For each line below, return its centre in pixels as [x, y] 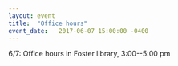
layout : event [32, 16]
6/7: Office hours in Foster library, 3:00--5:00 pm [89, 54]
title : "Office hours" [48, 23]
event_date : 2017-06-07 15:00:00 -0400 [79, 31]
